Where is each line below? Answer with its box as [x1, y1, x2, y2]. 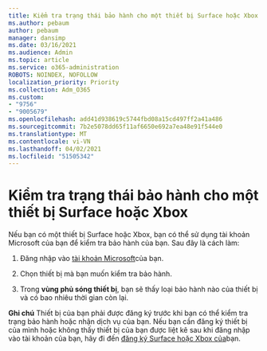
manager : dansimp [8, 33, 66, 42]
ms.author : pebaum [8, 19, 69, 27]
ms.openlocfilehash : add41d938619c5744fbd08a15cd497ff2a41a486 [8, 115, 223, 123]
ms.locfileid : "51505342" [8, 152, 94, 160]
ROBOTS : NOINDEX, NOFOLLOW [8, 71, 98, 79]
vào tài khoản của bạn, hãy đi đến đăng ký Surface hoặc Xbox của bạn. [8, 333, 241, 343]
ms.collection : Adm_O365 [8, 85, 91, 94]
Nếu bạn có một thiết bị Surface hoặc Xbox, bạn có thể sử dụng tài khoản [8, 230, 250, 240]
